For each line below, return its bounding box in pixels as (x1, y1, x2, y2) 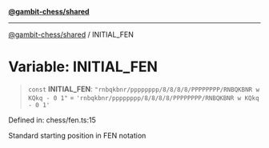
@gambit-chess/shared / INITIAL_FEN (8, 30, 134, 39)
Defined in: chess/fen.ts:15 (8, 115, 96, 125)
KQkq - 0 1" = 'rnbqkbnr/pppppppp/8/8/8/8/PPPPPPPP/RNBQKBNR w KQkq (27, 92, 259, 102)
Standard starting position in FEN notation (8, 130, 147, 140)
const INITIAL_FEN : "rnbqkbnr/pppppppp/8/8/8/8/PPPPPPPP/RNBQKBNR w (27, 84, 260, 94)
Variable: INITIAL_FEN (8, 58, 159, 76)
